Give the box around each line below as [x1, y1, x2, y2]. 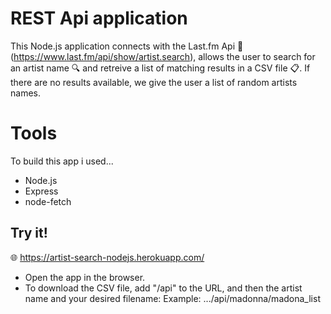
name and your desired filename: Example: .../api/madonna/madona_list [24, 292, 321, 304]
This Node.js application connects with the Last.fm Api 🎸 [10, 40, 244, 52]
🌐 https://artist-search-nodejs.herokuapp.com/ [10, 251, 205, 263]
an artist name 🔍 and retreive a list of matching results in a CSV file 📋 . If [10, 62, 311, 74]
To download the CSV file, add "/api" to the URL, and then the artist [24, 282, 303, 294]
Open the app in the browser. [24, 271, 146, 283]
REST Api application [10, 7, 188, 30]
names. [10, 87, 41, 99]
